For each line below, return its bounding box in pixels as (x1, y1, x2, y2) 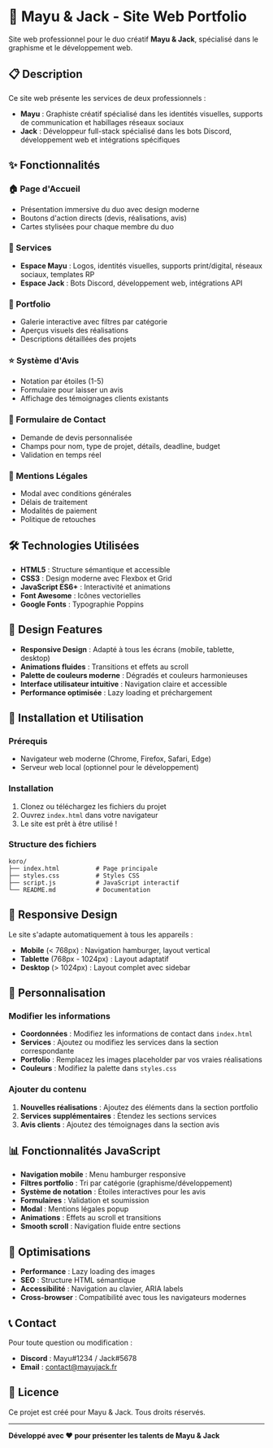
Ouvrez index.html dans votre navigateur (19, 810, 158, 820)
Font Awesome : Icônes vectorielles (19, 590, 141, 600)
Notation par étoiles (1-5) (19, 376, 104, 386)
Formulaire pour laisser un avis (19, 385, 123, 395)
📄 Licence (8, 1385, 59, 1399)
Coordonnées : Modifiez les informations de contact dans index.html (19, 1028, 253, 1039)
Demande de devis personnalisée (19, 433, 132, 442)
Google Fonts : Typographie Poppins (19, 599, 145, 609)
